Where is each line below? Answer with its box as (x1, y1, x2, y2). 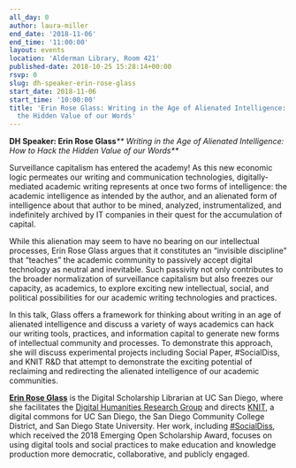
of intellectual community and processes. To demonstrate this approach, (9, 338, 274, 349)
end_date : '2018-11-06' (9, 29, 97, 38)
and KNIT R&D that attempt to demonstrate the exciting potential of (9, 357, 253, 367)
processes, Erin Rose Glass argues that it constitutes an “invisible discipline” (9, 245, 287, 257)
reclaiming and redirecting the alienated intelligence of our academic (9, 366, 260, 377)
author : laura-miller (9, 21, 89, 30)
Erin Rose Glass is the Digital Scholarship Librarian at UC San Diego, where (9, 393, 284, 403)
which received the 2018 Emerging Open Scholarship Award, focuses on (9, 430, 272, 441)
